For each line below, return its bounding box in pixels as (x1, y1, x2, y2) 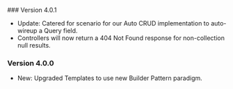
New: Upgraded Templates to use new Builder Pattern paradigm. (17, 74, 203, 82)
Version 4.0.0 (7, 58, 54, 68)
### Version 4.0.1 (7, 6, 57, 14)
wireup (17, 27, 38, 34)
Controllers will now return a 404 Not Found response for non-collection (17, 34, 225, 42)
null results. (17, 41, 51, 49)
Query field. (44, 27, 78, 34)
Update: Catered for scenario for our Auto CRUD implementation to (17, 19, 210, 27)
